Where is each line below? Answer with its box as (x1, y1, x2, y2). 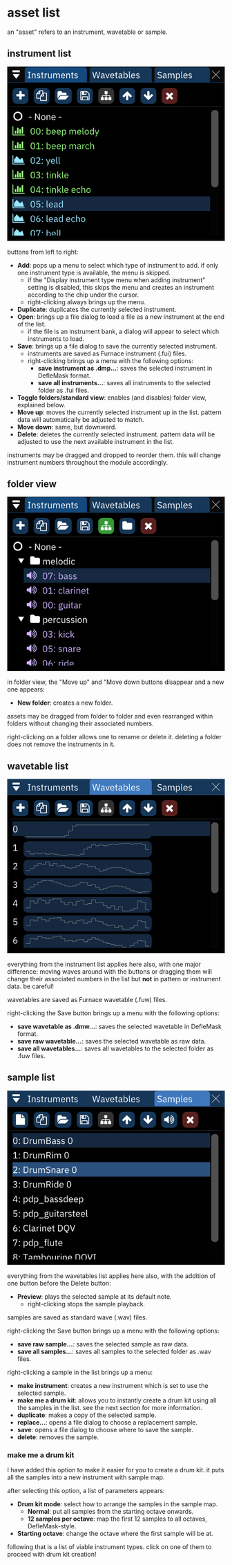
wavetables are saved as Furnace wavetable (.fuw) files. (7, 996, 168, 1004)
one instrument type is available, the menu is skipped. (17, 268, 171, 277)
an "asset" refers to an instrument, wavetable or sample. (7, 28, 168, 36)
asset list (7, 5, 61, 21)
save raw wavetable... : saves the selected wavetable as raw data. (17, 1037, 206, 1046)
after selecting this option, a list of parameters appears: (7, 1487, 165, 1495)
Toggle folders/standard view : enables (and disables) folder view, (17, 393, 207, 402)
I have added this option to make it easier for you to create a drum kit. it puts (7, 1466, 224, 1474)
